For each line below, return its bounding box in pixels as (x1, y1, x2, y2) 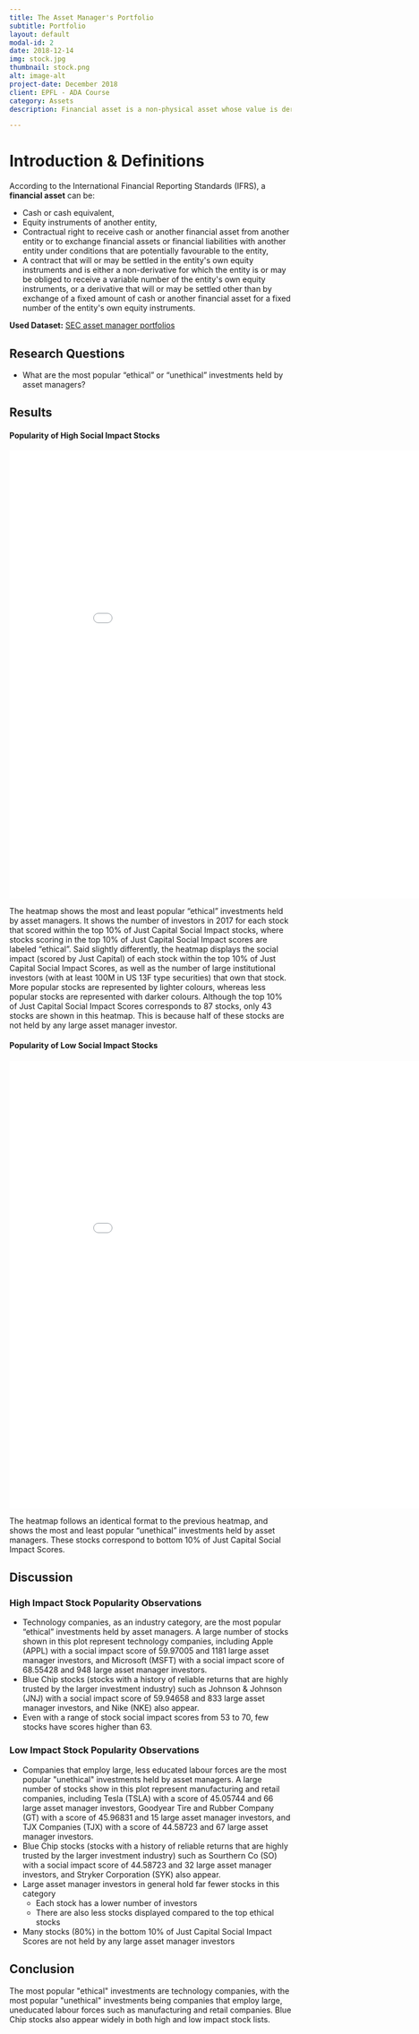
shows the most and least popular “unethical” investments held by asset (9, 1525, 276, 1535)
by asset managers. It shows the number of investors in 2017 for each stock (9, 915, 289, 926)
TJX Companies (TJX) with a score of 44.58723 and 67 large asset (21, 1821, 269, 1832)
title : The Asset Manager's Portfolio (9, 13, 154, 22)
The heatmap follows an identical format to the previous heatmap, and (9, 1515, 269, 1526)
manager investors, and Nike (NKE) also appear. (21, 1703, 200, 1714)
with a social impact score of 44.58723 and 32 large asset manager (21, 1859, 272, 1870)
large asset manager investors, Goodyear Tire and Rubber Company (21, 1802, 275, 1813)
